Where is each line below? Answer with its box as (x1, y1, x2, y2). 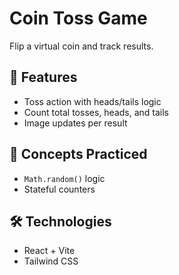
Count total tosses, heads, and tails (23, 106, 169, 118)
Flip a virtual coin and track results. (9, 40, 154, 52)
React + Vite (23, 245, 76, 257)
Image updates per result (23, 117, 128, 129)
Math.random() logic (23, 172, 106, 184)
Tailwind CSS (23, 255, 79, 267)
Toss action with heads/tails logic (23, 95, 162, 107)
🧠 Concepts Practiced (9, 146, 148, 163)
